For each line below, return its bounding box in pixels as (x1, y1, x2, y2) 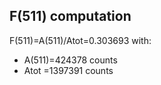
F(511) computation (9, 8, 132, 25)
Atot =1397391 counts (23, 64, 114, 76)
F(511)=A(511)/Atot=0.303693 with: (9, 34, 152, 46)
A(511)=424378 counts (23, 54, 118, 66)
